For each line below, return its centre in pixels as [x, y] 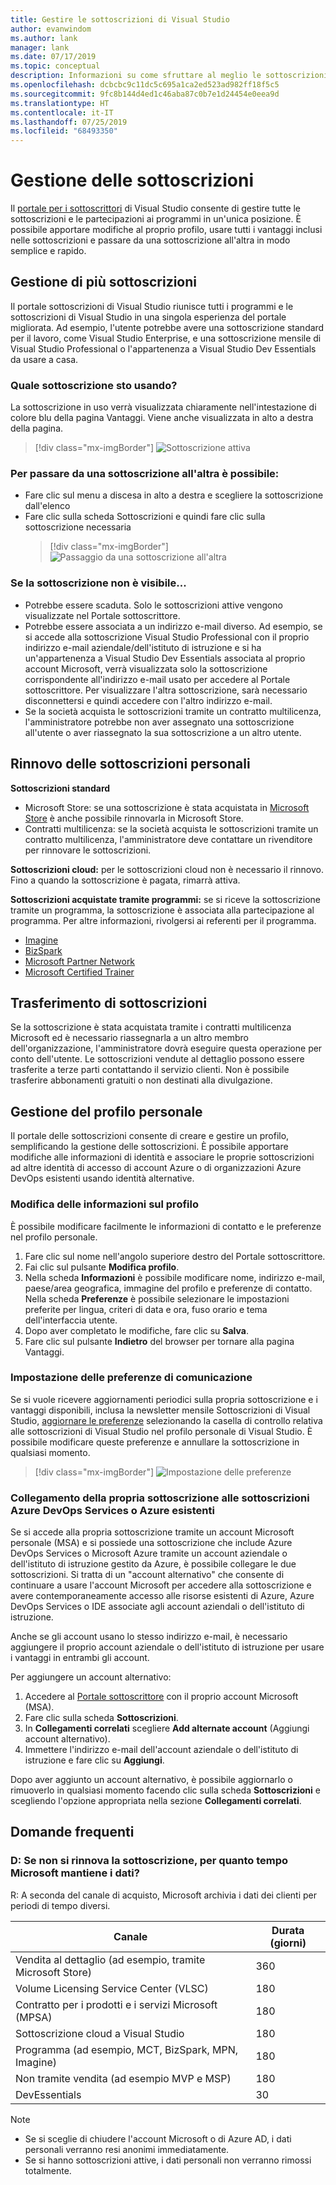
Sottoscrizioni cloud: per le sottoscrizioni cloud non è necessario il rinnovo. [167, 869]
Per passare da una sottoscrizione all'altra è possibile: [145, 474]
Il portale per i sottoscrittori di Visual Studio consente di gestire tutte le [156, 208]
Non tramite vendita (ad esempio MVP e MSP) [123, 2078]
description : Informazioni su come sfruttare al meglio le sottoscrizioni [169, 76]
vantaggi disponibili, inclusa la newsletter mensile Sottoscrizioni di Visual [160, 1410]
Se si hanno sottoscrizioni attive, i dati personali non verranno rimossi [168, 2160]
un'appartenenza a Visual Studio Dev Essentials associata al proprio [165, 658]
